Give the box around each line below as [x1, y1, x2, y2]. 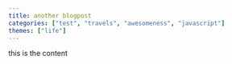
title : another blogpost [8, 11, 92, 20]
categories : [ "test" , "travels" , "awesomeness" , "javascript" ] [8, 19, 226, 27]
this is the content [8, 49, 68, 58]
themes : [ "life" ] [8, 26, 67, 34]
